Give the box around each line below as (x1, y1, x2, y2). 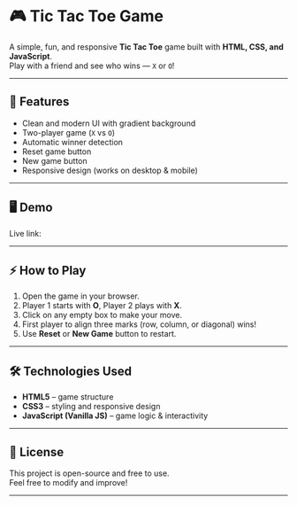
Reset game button (21, 146, 92, 157)
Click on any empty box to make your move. (21, 310, 183, 321)
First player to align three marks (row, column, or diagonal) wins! (21, 319, 256, 330)
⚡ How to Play (9, 262, 87, 278)
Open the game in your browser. (21, 291, 140, 301)
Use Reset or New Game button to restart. (21, 329, 177, 339)
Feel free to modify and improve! (9, 478, 128, 487)
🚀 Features (9, 94, 70, 110)
